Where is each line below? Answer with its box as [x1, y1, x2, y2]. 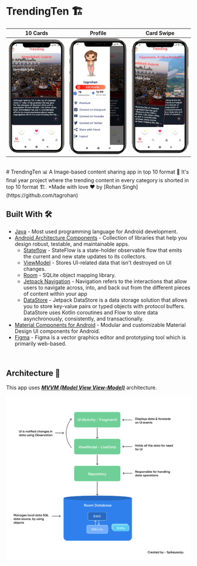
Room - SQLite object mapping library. [23, 271, 116, 278]
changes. [23, 265, 46, 272]
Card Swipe [145, 30, 175, 37]
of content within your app [23, 290, 87, 297]
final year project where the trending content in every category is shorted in [6, 177, 189, 184]
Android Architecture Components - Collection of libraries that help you [14, 234, 188, 241]
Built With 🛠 [6, 209, 53, 220]
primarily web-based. [14, 340, 67, 347]
